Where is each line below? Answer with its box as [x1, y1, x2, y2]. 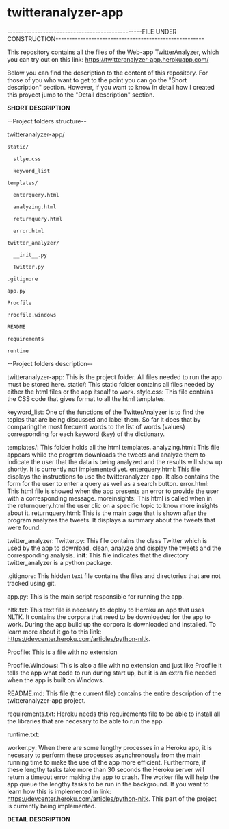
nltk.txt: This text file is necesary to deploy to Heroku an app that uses [7, 605, 205, 614]
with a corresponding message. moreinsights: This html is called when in [7, 494, 213, 502]
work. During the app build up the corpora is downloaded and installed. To [7, 620, 217, 628]
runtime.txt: [7, 730, 40, 738]
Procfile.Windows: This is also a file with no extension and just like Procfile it [7, 661, 222, 669]
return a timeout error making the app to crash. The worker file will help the [7, 773, 219, 781]
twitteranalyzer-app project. [7, 696, 86, 704]
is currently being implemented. [7, 802, 97, 810]
